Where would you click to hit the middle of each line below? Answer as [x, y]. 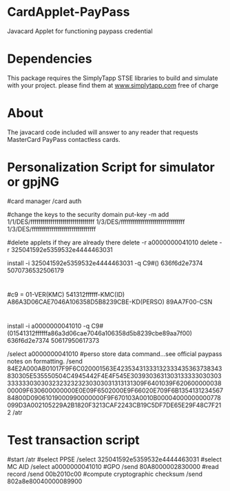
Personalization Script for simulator [111, 167]
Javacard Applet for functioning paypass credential [80, 31]
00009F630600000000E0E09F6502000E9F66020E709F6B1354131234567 [115, 390]
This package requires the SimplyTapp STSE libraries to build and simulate [113, 78]
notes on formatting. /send [45, 362]
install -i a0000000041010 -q [49, 326]
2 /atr [15, 412]
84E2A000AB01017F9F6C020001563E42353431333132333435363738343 [115, 368]
